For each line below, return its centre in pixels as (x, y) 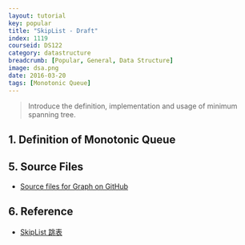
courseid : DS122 (35, 46)
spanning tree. (52, 114)
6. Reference (41, 212)
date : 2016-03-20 (37, 76)
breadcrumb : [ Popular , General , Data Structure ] (91, 61)
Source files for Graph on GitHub (74, 186)
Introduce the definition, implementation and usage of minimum (133, 106)
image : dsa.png (34, 68)
